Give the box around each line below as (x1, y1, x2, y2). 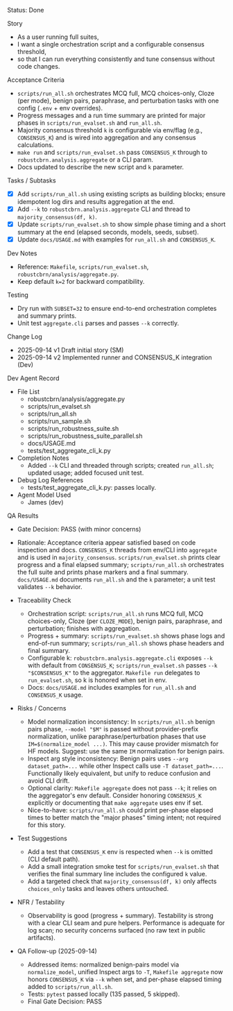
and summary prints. (17, 312, 77, 320)
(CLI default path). (27, 855, 80, 863)
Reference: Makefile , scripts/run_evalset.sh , (17, 263, 149, 271)
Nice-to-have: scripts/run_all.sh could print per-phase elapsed (27, 806, 214, 815)
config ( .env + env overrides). (17, 104, 103, 112)
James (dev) (27, 498, 64, 507)
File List (17, 388, 40, 396)
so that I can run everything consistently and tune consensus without (17, 55, 215, 63)
